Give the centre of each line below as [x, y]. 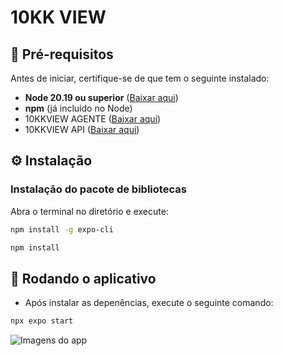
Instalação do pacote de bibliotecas [98, 189]
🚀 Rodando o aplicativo [83, 278]
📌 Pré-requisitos [62, 54]
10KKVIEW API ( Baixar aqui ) [82, 129]
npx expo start [42, 321]
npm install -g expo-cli [62, 229]
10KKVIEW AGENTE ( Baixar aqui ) [93, 119]
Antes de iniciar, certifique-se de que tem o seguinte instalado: [140, 78]
